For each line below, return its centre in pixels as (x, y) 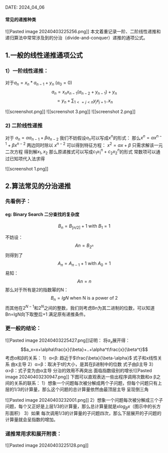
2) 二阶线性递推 (24, 126)
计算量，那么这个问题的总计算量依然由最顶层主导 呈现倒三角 (87, 389)
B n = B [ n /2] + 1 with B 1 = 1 (84, 227)
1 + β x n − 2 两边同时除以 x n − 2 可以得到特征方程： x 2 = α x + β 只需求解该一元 (84, 145)
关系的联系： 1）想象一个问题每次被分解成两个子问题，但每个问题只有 (86, 383)
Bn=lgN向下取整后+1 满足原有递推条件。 (47, 314)
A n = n (84, 282)
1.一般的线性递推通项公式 (44, 55)
